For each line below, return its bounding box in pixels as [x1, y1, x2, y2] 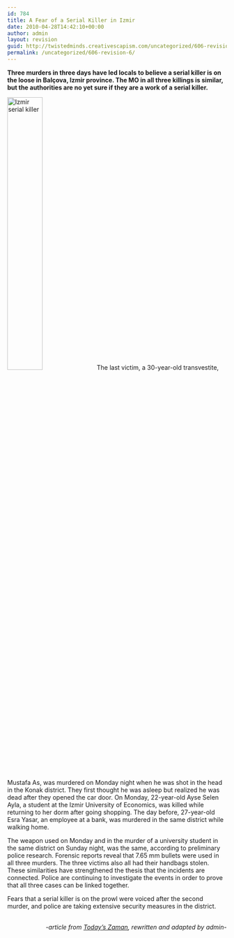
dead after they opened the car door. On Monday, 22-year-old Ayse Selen [7, 793, 219, 801]
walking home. [7, 823, 49, 831]
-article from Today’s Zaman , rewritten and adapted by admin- [45, 923, 227, 931]
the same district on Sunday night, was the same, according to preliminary [7, 844, 221, 852]
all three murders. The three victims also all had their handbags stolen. [7, 858, 210, 867]
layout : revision [7, 36, 58, 43]
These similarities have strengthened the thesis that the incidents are [7, 866, 205, 874]
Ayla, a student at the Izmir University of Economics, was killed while [7, 800, 204, 809]
